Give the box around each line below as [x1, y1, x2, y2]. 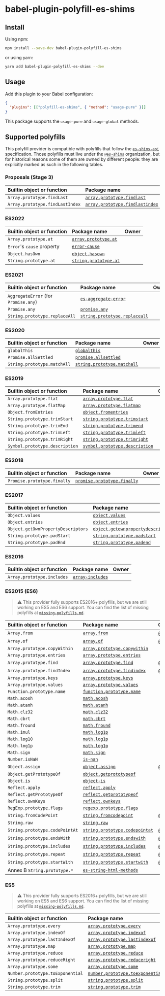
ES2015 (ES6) [5, 588, 38, 595]
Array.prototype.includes [7, 574, 68, 580]
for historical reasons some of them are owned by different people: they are [5, 156, 158, 162]
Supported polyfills [5, 133, 65, 141]
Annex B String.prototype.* [7, 866, 74, 873]
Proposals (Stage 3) [5, 173, 54, 180]
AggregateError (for [7, 292, 53, 299]
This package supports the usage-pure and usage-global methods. [5, 118, 139, 124]
